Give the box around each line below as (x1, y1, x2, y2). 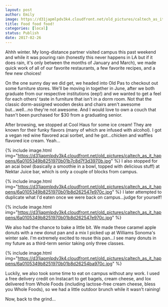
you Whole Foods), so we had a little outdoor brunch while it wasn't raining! (5, 286, 161, 292)
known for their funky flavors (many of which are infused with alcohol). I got (5, 127, 161, 133)
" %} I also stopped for (110, 158, 158, 164)
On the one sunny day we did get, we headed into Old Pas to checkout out (5, 80, 158, 86)
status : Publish (5, 31, 39, 36)
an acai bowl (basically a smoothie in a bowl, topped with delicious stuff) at (5, 163, 160, 169)
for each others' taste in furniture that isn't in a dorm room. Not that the (5, 96, 152, 102)
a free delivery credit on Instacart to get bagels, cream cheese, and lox (5, 275, 151, 281)
